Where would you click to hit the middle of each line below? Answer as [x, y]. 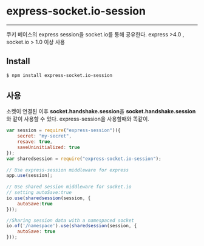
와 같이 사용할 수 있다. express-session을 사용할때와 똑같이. [78, 119]
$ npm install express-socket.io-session [59, 75]
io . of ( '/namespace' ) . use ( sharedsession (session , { [72, 226]
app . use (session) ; [29, 176]
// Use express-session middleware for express [68, 170]
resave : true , [35, 142]
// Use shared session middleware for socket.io [69, 187]
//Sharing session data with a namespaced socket [70, 220]
